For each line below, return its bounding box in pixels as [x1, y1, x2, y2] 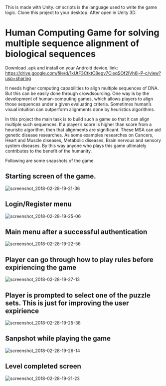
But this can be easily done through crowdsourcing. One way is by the [5, 90, 150, 96]
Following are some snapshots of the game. [5, 157, 95, 163]
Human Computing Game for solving [5, 27, 160, 38]
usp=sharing [5, 75, 31, 81]
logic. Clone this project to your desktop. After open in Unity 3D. [5, 9, 137, 15]
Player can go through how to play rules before [5, 255, 154, 264]
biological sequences [5, 48, 96, 59]
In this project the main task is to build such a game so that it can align [5, 116, 150, 122]
